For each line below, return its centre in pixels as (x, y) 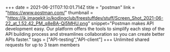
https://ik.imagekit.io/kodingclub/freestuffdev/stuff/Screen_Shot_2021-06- (85, 18)
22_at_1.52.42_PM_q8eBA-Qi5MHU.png (47, 23)
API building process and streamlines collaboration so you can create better (85, 34)
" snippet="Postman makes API (121, 23)
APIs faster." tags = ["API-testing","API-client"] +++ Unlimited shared (77, 39)
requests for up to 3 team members (43, 45)
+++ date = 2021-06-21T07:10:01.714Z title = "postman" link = (70, 7)
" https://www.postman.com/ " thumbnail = (49, 13)
